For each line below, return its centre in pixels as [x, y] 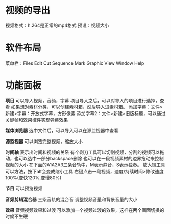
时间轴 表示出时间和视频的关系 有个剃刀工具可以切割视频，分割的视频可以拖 [85, 152]
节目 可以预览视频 [24, 188]
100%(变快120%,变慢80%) [33, 177]
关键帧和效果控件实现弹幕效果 [36, 120]
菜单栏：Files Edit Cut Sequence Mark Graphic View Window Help [75, 63]
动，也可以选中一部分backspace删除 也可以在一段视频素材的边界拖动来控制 [85, 158]
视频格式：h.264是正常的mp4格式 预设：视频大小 [57, 25]
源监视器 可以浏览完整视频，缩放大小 [44, 141]
